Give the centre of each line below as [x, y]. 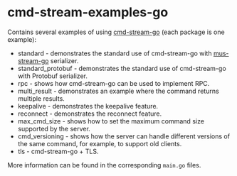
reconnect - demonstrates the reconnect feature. [90, 114]
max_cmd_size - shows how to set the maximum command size [111, 121]
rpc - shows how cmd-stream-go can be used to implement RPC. [114, 83]
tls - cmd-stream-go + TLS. [58, 151]
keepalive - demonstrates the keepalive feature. [88, 106]
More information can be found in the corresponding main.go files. [104, 165]
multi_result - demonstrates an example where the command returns [118, 91]
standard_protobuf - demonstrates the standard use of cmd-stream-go [122, 68]
